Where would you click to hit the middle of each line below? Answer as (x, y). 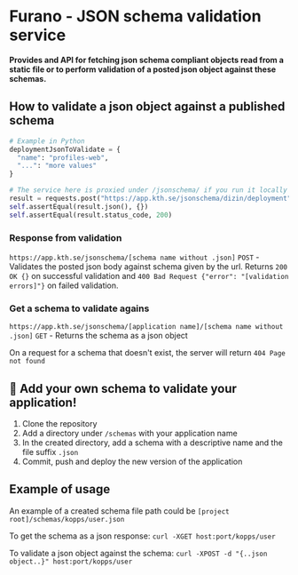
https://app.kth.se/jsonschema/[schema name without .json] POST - (134, 257)
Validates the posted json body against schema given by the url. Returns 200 (149, 266)
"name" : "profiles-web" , (63, 157)
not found (27, 362)
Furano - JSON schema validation (135, 16)
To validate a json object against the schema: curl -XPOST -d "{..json (138, 553)
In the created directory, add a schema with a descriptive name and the (153, 443)
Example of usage (60, 489)
